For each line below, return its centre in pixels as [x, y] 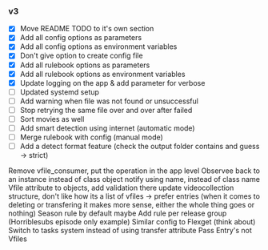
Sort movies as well [52, 119]
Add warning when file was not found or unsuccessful [109, 101]
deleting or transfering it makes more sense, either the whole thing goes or [132, 205]
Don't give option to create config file [81, 56]
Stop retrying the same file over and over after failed [106, 110]
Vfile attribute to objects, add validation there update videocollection [121, 188]
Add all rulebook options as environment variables [102, 74]
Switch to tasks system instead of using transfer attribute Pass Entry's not [130, 231]
